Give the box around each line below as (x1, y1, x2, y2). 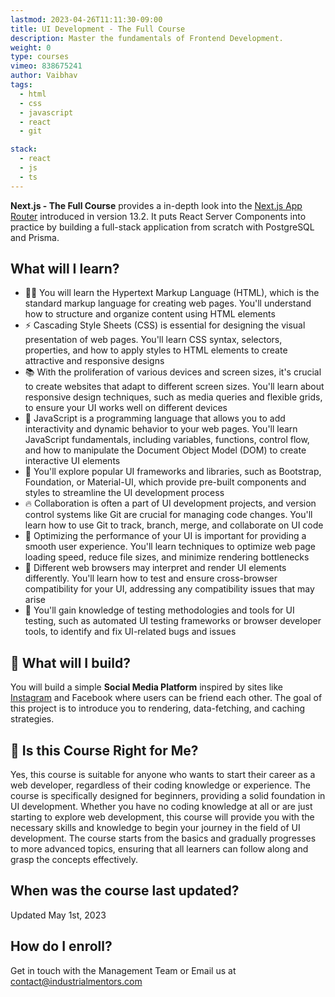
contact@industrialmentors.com (10, 975, 143, 987)
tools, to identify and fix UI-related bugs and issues (24, 626, 237, 638)
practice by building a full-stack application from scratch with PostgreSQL (10, 221, 315, 233)
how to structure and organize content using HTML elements (24, 308, 276, 320)
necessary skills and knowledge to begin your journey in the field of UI (10, 822, 301, 834)
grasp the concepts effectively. (10, 854, 138, 866)
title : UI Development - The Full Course (10, 24, 186, 34)
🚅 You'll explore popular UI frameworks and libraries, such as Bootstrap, (24, 466, 322, 478)
